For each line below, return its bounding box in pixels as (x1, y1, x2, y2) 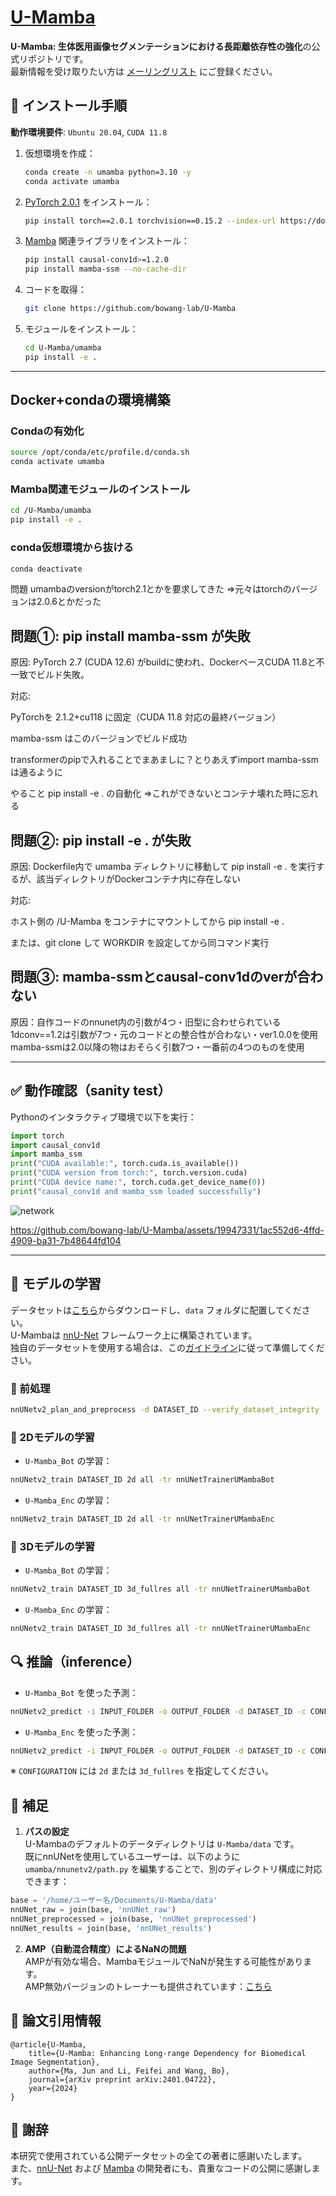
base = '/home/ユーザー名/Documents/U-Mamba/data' (10, 1896, 218, 1906)
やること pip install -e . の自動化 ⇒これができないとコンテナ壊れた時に (10, 787, 302, 800)
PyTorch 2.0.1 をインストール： (24, 196, 153, 208)
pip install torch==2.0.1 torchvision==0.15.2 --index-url (24, 216, 277, 226)
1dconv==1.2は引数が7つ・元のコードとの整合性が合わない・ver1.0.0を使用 (10, 1028, 318, 1040)
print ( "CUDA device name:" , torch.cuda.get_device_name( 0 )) (10, 1177, 267, 1188)
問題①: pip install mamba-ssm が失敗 (10, 627, 251, 645)
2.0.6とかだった (36, 596, 102, 608)
